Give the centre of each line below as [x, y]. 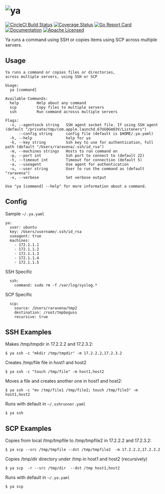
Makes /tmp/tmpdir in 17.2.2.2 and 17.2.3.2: [49, 344]
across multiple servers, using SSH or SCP [51, 77]
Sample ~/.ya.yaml [25, 213]
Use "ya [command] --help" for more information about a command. [76, 186]
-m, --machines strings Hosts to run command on [64, 151]
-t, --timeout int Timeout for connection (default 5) [76, 160]
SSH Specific [19, 272]
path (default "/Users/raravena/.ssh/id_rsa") [55, 147]
